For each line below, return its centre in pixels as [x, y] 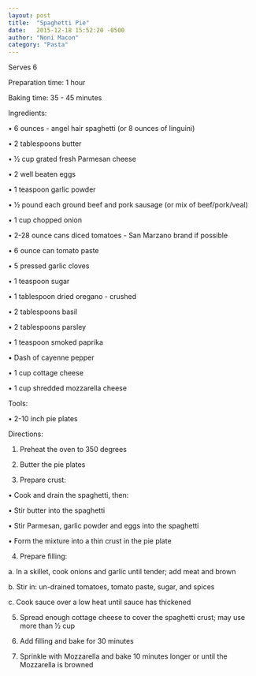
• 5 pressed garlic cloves [49, 266]
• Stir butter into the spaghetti [57, 510]
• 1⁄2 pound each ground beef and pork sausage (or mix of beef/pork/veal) [128, 205]
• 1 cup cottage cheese [46, 373]
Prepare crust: [43, 480]
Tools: [18, 404]
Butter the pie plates [52, 465]
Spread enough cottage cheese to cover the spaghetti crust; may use [132, 618]
